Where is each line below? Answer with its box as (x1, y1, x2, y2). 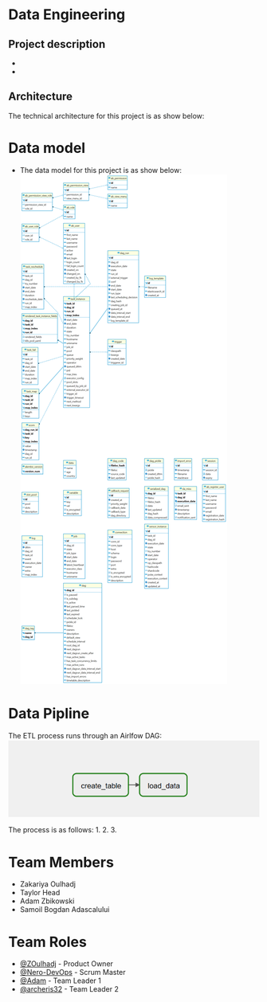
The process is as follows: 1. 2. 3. (8, 825, 117, 835)
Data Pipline (8, 704, 90, 722)
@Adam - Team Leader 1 (19, 976, 102, 985)
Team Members (8, 853, 114, 871)
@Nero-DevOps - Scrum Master (19, 968, 126, 977)
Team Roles (8, 933, 88, 951)
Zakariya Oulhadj (19, 879, 76, 889)
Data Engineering (8, 6, 126, 24)
